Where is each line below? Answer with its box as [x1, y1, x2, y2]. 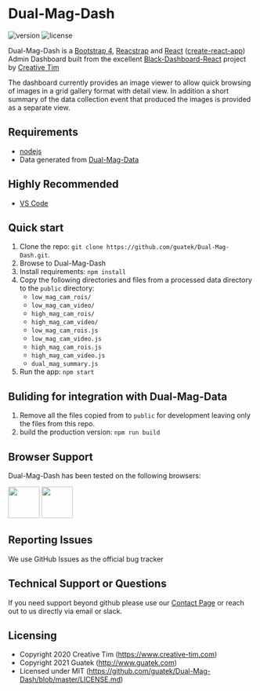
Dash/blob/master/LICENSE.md [19, 675, 121, 684]
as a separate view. [8, 103, 70, 112]
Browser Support [8, 450, 94, 463]
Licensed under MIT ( [19, 667, 89, 676]
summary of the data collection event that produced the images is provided [8, 94, 251, 104]
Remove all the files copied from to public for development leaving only [19, 411, 251, 420]
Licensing [8, 629, 57, 642]
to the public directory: [19, 283, 95, 293]
